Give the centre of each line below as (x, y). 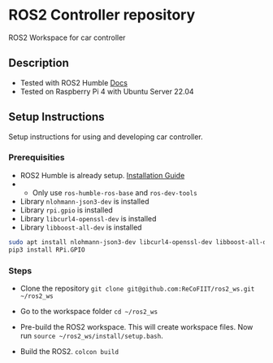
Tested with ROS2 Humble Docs (74, 82)
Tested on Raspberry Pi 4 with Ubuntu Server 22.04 (107, 91)
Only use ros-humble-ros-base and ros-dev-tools (115, 192)
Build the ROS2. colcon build (69, 351)
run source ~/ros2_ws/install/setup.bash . (92, 335)
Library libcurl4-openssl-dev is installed (88, 218)
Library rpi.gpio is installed (67, 210)
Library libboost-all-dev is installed (81, 227)
